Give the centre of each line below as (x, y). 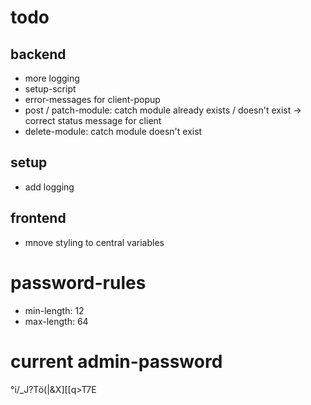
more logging (52, 78)
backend (38, 54)
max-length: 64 (56, 321)
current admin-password (116, 361)
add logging (49, 187)
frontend (38, 218)
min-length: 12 (54, 310)
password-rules (78, 282)
